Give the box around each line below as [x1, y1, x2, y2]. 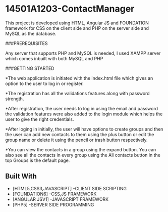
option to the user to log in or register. [5, 80, 84, 87]
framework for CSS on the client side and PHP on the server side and [5, 25, 149, 31]
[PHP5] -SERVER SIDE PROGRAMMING [12, 201, 94, 207]
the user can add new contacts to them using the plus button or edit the [5, 131, 154, 137]
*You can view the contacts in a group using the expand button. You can [5, 146, 156, 152]
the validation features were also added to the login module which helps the [5, 111, 163, 117]
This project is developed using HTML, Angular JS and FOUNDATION [5, 20, 149, 26]
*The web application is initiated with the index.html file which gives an [5, 75, 153, 81]
